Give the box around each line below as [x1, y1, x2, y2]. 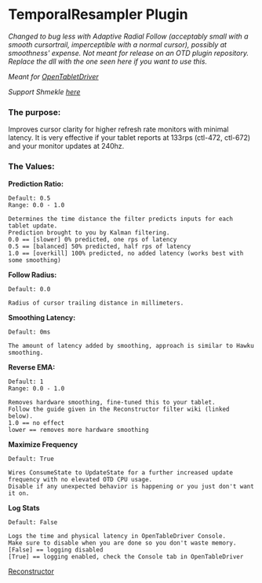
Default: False [8, 518, 58, 526]
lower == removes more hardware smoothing [8, 426, 149, 434]
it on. [8, 489, 30, 497]
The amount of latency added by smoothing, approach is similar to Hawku [8, 341, 255, 349]
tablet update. [8, 222, 58, 230]
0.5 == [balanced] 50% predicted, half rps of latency [8, 242, 191, 250]
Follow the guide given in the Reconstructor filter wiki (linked [8, 405, 230, 413]
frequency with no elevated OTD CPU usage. [8, 475, 153, 483]
